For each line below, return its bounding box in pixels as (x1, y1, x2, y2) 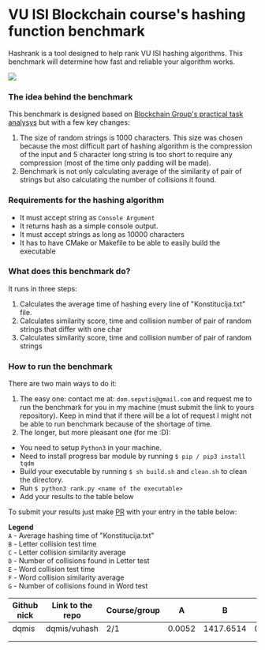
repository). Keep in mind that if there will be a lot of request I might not (19, 411, 252, 420)
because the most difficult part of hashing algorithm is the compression (19, 141, 252, 151)
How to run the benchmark (8, 361, 113, 372)
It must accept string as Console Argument (19, 212, 155, 222)
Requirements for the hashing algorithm (8, 195, 165, 206)
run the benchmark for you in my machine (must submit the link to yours (19, 403, 255, 412)
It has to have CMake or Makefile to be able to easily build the (19, 238, 221, 247)
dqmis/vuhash (46, 623, 99, 634)
